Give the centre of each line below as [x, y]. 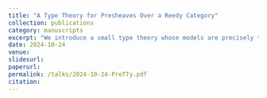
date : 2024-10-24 [37, 45]
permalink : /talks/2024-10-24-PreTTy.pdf [78, 74]
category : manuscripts [46, 30]
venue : [19, 52]
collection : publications [51, 23]
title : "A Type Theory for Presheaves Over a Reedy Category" [113, 15]
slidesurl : [26, 60]
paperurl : [25, 67]
